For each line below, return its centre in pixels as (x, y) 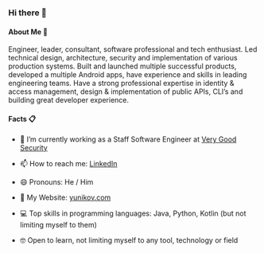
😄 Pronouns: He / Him (56, 182)
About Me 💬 (28, 32)
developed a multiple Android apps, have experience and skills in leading (128, 75)
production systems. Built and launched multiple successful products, (122, 66)
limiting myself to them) (58, 225)
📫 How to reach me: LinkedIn (68, 164)
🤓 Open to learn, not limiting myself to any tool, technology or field (129, 240)
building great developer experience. (69, 100)
